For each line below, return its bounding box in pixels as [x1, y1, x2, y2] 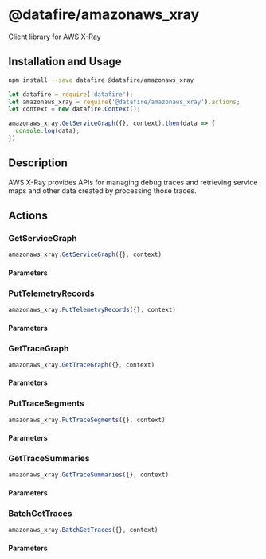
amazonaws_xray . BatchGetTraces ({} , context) [8, 526, 158, 534]
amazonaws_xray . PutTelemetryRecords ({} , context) [8, 306, 177, 314]
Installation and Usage [8, 55, 122, 68]
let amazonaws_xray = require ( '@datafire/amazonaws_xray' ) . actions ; [8, 98, 241, 106]
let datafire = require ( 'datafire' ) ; [8, 90, 134, 99]
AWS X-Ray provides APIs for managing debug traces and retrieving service [8, 177, 258, 187]
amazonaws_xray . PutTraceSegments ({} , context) [8, 416, 166, 424]
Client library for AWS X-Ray [8, 32, 101, 41]
